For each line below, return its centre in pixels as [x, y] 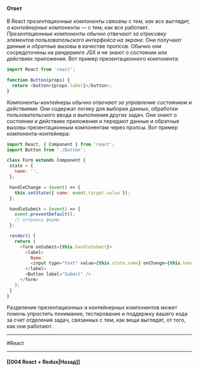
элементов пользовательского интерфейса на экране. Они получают [94, 40]
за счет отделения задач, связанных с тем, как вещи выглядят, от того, [96, 320]
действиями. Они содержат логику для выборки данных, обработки [92, 108]
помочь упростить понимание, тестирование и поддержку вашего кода [97, 313]
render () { [22, 236]
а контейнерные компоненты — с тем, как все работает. [78, 28]
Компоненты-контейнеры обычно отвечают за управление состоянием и [99, 102]
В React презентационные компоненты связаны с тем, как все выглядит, [98, 21]
